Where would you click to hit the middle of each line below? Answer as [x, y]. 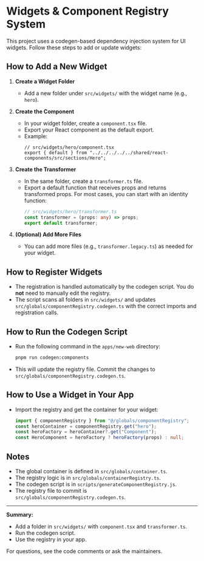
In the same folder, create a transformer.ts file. [83, 181]
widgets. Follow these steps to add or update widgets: [74, 48]
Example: [36, 136]
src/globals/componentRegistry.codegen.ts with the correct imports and [106, 306]
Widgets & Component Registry [87, 11]
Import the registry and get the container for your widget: [87, 409]
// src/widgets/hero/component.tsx [69, 147]
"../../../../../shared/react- [129, 153]
